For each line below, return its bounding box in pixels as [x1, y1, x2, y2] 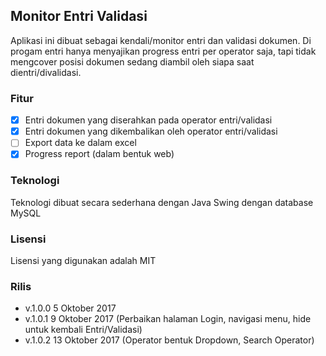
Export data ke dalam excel [24, 137, 137, 149]
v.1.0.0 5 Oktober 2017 [24, 302, 117, 314]
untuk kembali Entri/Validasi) [24, 324, 143, 336]
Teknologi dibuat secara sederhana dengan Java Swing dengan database [10, 196, 314, 208]
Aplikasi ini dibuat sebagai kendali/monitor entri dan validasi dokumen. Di [10, 34, 312, 46]
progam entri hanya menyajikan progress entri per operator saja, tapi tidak [10, 45, 317, 57]
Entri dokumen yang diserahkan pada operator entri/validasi [24, 114, 273, 126]
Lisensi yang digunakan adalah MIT [10, 254, 157, 266]
